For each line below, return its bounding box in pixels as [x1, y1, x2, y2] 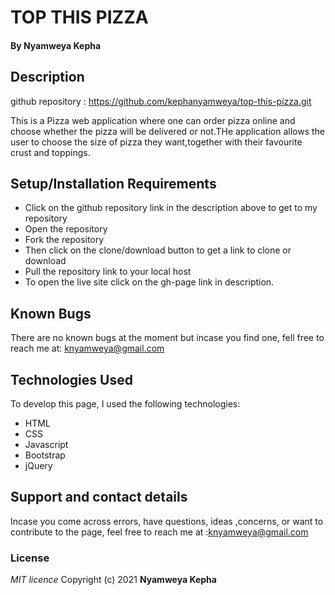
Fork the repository [24, 234, 105, 246]
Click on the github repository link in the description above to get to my [24, 202, 318, 214]
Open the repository [24, 223, 108, 235]
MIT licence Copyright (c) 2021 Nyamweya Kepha [10, 574, 217, 586]
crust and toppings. [10, 146, 91, 158]
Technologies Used [10, 371, 133, 388]
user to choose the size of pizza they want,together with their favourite [10, 136, 303, 148]
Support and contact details [10, 489, 188, 506]
